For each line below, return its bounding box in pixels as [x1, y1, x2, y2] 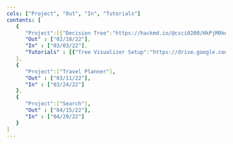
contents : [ [6, 17, 41, 24]
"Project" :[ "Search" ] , [24, 100, 91, 107]
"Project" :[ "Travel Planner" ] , [24, 68, 116, 75]
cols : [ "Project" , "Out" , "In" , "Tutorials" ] [6, 10, 140, 17]
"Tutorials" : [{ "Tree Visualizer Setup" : [24, 49, 150, 56]
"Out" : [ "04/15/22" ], [24, 107, 91, 114]
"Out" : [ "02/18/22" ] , [24, 36, 91, 43]
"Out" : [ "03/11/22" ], [24, 74, 91, 82]
